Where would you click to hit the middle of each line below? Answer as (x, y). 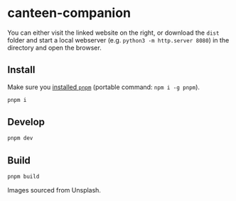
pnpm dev (20, 138)
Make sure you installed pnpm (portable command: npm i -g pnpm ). (104, 87)
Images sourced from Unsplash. (54, 190)
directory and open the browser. (54, 47)
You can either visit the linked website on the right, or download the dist (113, 33)
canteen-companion (69, 13)
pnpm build (23, 177)
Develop (26, 122)
